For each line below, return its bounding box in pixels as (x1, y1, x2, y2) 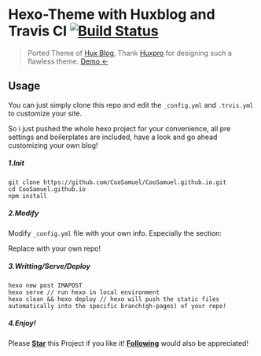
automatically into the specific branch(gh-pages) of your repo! (8, 302, 226, 310)
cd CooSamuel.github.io (8, 185, 86, 193)
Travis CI (8, 22, 68, 40)
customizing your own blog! (8, 140, 98, 150)
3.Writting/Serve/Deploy (8, 262, 90, 271)
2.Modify (8, 208, 39, 218)
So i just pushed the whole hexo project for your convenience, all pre (8, 123, 231, 133)
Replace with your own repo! (8, 244, 101, 253)
